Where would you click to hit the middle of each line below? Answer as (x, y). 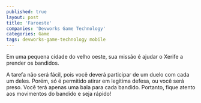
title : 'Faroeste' (29, 23)
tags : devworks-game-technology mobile (56, 40)
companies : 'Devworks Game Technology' (56, 28)
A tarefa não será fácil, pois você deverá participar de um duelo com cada (98, 75)
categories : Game (28, 34)
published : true (26, 12)
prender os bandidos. (33, 63)
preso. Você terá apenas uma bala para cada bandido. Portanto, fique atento (101, 87)
